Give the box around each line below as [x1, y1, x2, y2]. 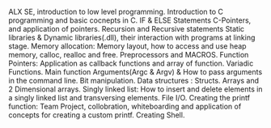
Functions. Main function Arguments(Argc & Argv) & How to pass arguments [8, 67, 263, 76]
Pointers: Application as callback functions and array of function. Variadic [8, 58, 254, 68]
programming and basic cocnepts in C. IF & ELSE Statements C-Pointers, [8, 15, 252, 25]
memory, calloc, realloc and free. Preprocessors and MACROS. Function [8, 50, 249, 59]
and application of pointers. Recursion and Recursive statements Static [8, 24, 245, 33]
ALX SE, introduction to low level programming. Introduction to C [8, 7, 224, 16]
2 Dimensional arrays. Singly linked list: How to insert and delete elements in [8, 84, 263, 94]
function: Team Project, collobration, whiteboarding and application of [8, 101, 242, 111]
